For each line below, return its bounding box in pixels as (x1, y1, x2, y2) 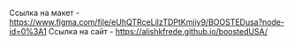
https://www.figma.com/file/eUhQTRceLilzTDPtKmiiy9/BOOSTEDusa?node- (9, 17, 285, 27)
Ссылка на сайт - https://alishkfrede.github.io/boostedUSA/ (48, 26, 268, 36)
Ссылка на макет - (9, 8, 79, 18)
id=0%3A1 (9, 26, 47, 36)
